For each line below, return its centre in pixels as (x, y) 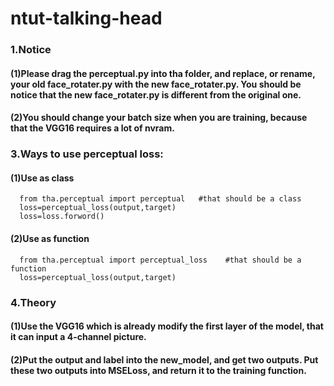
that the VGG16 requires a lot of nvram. (92, 128)
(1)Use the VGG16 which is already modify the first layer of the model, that (167, 326)
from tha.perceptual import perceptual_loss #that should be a (160, 260)
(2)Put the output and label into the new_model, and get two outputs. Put (164, 359)
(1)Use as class (42, 178)
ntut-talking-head (86, 18)
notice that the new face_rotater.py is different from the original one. (156, 94)
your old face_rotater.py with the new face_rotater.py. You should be (156, 84)
